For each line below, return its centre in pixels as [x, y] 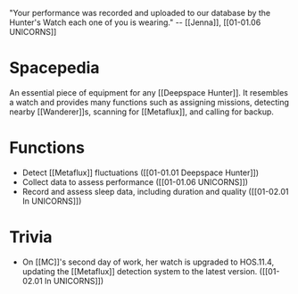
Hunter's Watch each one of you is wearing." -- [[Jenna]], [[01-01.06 [135, 22]
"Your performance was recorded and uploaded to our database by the [140, 13]
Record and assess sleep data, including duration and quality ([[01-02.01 [155, 191]
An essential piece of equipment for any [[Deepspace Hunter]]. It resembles [149, 92]
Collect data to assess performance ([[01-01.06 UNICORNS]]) [135, 181]
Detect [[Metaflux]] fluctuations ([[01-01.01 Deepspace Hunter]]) [141, 172]
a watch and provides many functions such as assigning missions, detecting [149, 102]
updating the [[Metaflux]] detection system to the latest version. [140, 271]
